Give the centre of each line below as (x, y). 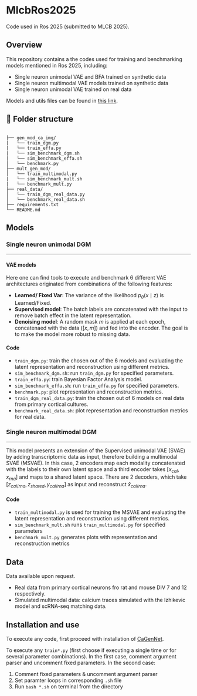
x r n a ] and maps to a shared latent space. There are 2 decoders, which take (96, 478)
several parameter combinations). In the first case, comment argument (91, 656)
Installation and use (43, 625)
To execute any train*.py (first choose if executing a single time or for (91, 650)
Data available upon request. (41, 576)
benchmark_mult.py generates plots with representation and (86, 537)
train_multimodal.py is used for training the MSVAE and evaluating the (100, 512)
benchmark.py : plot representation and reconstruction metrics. (89, 392)
